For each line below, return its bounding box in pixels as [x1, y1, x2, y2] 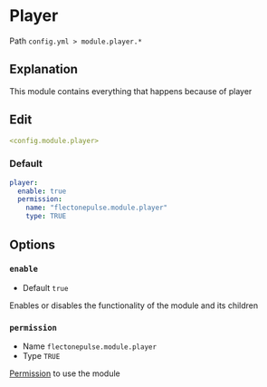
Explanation [9, 62, 79, 77]
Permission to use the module [9, 368, 120, 379]
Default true [22, 282, 69, 293]
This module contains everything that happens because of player [9, 85, 253, 96]
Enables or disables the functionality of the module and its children [9, 300, 259, 311]
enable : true [17, 187, 67, 196]
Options [9, 237, 56, 252]
